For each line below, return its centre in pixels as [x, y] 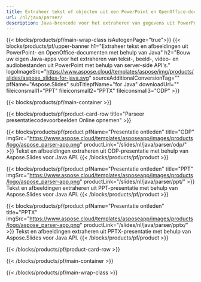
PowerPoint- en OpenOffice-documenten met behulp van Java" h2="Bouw [98, 53]
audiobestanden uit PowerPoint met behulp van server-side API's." [88, 65]
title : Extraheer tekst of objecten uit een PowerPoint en [81, 12]
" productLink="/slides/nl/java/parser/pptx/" [134, 225]
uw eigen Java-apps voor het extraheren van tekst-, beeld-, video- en [92, 59]
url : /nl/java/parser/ [34, 17]
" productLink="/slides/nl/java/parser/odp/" [133, 145]
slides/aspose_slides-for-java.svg [48, 78]
